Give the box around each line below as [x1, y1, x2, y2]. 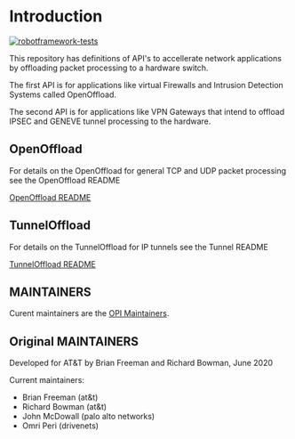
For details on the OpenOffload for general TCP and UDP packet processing [9, 165, 287, 175]
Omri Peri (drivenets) [21, 420, 100, 431]
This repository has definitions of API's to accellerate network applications [9, 53, 283, 63]
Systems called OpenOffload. [9, 89, 117, 100]
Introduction [9, 6, 103, 27]
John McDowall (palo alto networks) [21, 411, 155, 422]
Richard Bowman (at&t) [21, 402, 108, 412]
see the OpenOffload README [9, 175, 121, 185]
